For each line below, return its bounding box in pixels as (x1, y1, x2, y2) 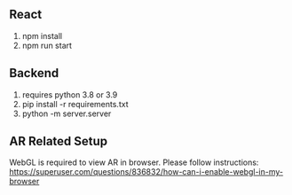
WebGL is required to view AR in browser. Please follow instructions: (9, 157, 259, 168)
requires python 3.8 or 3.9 (21, 89, 118, 100)
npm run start (21, 40, 73, 51)
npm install (21, 30, 63, 41)
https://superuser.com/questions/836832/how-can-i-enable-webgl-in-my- (9, 167, 284, 177)
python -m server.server (21, 108, 112, 119)
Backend (9, 66, 59, 81)
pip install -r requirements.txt (21, 98, 129, 109)
